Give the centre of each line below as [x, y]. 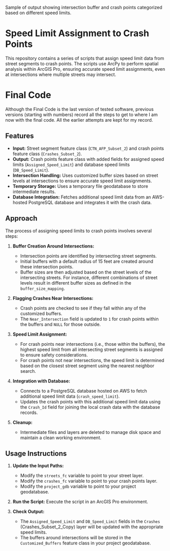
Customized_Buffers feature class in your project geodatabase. [86, 543]
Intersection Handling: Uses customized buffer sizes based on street [85, 175]
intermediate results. [34, 191]
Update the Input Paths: [38, 466]
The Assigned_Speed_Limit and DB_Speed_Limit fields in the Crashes [90, 521]
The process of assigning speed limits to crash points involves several [79, 231]
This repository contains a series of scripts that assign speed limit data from [85, 58]
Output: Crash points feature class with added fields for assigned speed [88, 159]
